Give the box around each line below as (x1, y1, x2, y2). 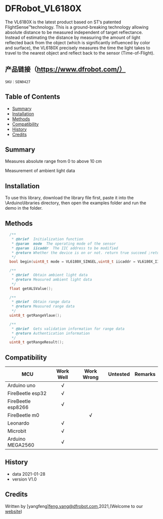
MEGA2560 (7, 442, 35, 448)
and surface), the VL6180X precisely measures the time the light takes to (5, 45, 150, 51)
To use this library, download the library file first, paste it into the (5, 195, 134, 201)
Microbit (7, 428, 27, 434)
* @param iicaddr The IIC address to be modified (11, 246, 118, 251)
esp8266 (7, 404, 29, 411)
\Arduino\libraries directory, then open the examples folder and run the (5, 200, 147, 206)
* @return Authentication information (11, 331, 90, 336)
